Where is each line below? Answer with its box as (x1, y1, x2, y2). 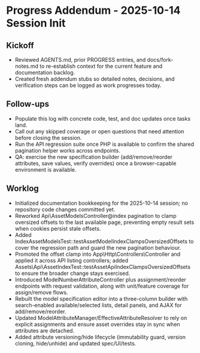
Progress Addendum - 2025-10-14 (6, 4, 181, 17)
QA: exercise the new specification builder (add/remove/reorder (14, 153, 172, 160)
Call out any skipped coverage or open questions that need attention (14, 127, 184, 135)
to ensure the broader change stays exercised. (14, 270, 131, 277)
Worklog (6, 184, 39, 194)
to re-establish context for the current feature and (40, 62, 163, 70)
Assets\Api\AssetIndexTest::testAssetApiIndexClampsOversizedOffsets (14, 263, 190, 270)
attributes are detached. (14, 327, 75, 334)
